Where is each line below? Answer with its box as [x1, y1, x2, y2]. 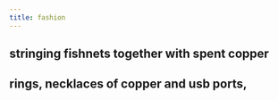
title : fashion [9, 12, 66, 22]
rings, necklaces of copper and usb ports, [9, 77, 248, 92]
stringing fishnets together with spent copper [9, 46, 270, 62]
